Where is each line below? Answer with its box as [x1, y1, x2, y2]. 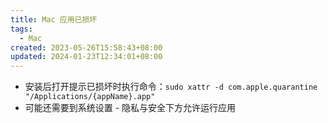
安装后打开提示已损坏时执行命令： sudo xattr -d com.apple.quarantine [24, 81, 318, 93]
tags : [10, 24, 33, 34]
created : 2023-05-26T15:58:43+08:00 [10, 42, 163, 53]
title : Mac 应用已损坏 [10, 14, 98, 25]
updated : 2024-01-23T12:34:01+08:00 [10, 52, 163, 62]
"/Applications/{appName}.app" [24, 92, 156, 102]
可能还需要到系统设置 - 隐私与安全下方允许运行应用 [24, 102, 237, 114]
